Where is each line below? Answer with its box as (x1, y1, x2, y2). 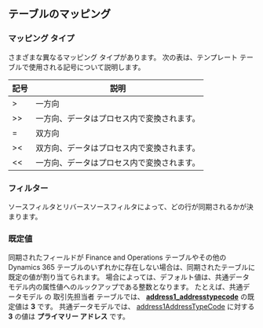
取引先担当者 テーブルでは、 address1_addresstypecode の (53, 292, 248, 301)
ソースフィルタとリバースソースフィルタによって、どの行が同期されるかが (8, 201, 247, 211)
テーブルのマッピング (8, 7, 111, 21)
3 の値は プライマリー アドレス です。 (8, 311, 130, 321)
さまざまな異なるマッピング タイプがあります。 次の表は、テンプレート (8, 52, 238, 61)
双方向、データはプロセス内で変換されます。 (35, 142, 200, 153)
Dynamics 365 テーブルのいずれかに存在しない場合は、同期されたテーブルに (8, 263, 255, 272)
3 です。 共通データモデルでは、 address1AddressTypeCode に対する (30, 302, 255, 311)
